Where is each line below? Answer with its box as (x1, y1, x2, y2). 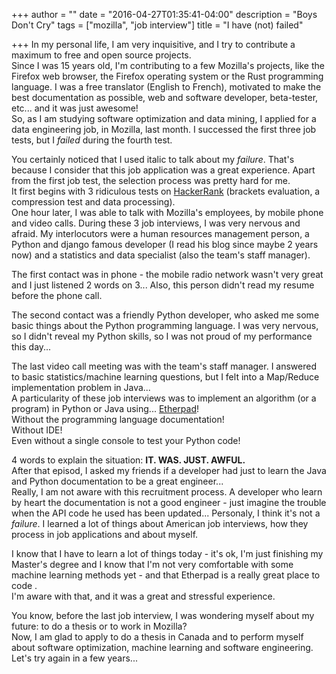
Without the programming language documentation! (11, 414, 225, 425)
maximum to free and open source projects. (11, 49, 192, 61)
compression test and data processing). (11, 196, 176, 208)
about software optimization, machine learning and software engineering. (11, 642, 314, 653)
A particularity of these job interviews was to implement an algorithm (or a (11, 392, 317, 404)
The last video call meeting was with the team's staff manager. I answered (11, 360, 317, 372)
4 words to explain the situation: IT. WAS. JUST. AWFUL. (11, 454, 246, 466)
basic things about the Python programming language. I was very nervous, (11, 320, 319, 331)
